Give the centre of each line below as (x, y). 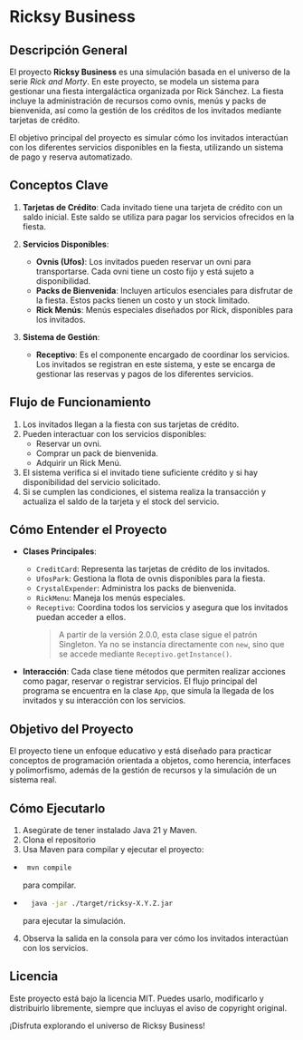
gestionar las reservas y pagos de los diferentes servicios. (145, 374)
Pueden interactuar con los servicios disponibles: (114, 433)
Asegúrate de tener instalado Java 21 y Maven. (109, 831)
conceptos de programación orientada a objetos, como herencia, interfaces (150, 761)
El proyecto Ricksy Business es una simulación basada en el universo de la (150, 72)
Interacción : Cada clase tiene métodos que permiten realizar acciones (154, 672)
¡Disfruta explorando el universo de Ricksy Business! (107, 1025)
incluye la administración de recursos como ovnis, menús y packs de (138, 101)
